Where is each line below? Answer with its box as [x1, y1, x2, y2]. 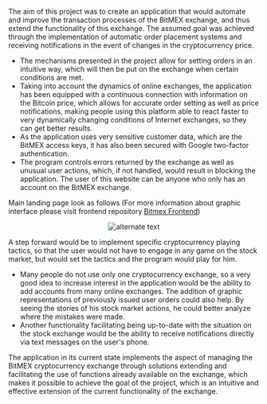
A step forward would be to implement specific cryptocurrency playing [8, 238, 241, 247]
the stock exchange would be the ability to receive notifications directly [19, 329, 255, 338]
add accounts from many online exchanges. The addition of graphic [19, 286, 243, 296]
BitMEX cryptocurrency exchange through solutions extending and [8, 361, 227, 371]
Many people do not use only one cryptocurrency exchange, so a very [19, 270, 251, 279]
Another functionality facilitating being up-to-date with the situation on [19, 320, 253, 329]
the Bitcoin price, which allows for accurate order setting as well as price [19, 99, 259, 107]
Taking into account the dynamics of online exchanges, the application [19, 81, 253, 91]
